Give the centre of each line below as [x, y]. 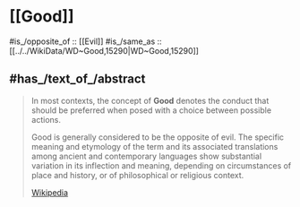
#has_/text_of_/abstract [77, 79]
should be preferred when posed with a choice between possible [151, 110]
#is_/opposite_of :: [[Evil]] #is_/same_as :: [86, 41]
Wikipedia [50, 192]
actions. [46, 119]
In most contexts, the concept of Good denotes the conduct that [150, 100]
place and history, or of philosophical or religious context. [137, 175]
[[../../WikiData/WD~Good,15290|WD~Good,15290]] [104, 50]
